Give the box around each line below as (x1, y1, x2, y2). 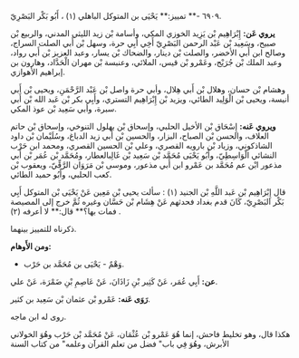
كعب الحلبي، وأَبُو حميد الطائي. (10, 169, 112, 179)
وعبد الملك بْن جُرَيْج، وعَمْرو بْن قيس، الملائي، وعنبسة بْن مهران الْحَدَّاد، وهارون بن (10, 57, 283, 67)
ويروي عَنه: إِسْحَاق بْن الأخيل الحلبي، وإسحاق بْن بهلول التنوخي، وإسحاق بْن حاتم (10, 121, 276, 131)
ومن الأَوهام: (10, 241, 52, 251)
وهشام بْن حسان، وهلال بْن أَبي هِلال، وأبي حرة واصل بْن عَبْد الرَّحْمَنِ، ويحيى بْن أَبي (10, 84, 286, 94)
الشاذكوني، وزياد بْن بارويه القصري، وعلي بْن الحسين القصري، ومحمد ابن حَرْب (10, 140, 273, 150)
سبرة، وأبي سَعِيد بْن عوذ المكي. (10, 103, 117, 114)
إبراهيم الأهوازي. (10, 66, 66, 77)
